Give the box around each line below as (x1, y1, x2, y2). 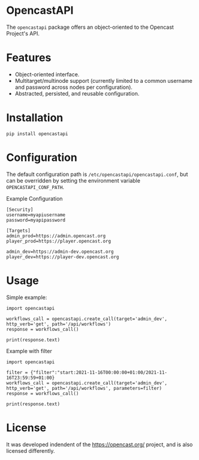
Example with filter (6, 347, 52, 354)
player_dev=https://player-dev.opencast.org (6, 253, 119, 260)
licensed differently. (6, 447, 55, 454)
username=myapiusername (6, 211, 66, 218)
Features (6, 51, 52, 65)
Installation (6, 111, 64, 125)
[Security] (6, 207, 34, 213)
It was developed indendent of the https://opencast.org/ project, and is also (6, 441, 193, 448)
